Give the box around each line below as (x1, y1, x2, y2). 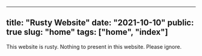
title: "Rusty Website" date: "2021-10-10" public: (6, 17, 194, 28)
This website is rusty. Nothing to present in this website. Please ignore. (6, 43, 182, 50)
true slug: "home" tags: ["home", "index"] (6, 27, 168, 37)
